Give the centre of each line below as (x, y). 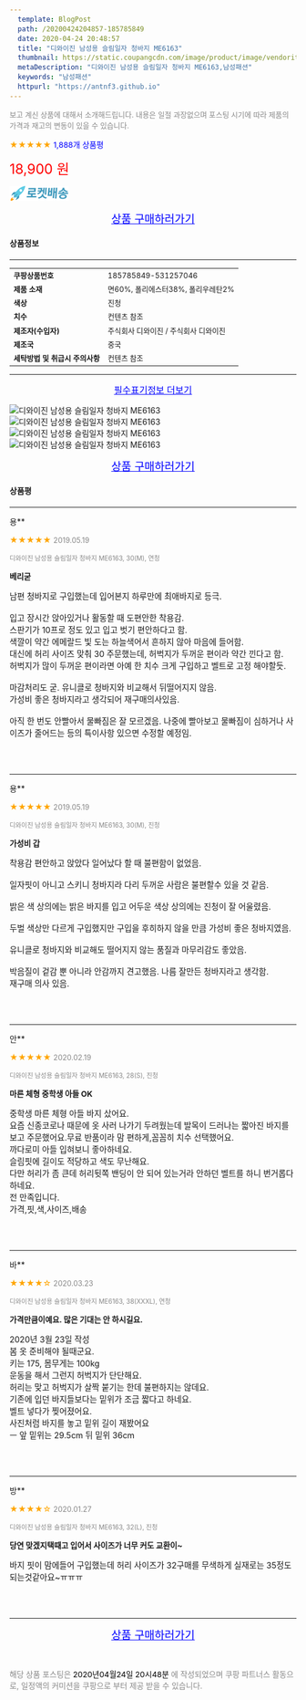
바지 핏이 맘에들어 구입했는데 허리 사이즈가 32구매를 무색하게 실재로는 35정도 (151, 1565)
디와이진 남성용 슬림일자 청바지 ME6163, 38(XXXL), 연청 (90, 1301)
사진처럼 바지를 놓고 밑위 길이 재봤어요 (80, 1423)
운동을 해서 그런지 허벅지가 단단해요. (76, 1375)
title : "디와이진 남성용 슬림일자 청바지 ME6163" (100, 48)
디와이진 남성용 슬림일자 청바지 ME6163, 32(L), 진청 (84, 1527)
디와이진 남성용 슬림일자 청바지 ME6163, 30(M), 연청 (85, 558)
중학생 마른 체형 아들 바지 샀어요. (69, 1113)
